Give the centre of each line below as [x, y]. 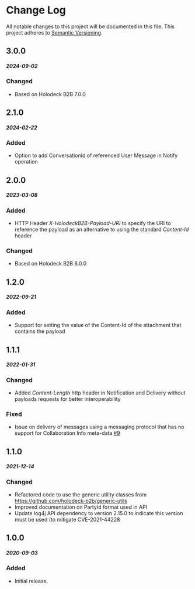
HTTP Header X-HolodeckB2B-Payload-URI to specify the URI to [93, 223]
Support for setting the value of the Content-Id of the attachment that [98, 325]
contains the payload [40, 331]
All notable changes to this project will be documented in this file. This [90, 26]
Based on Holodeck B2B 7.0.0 [50, 94]
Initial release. [31, 581]
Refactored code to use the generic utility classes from [81, 494]
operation [26, 162]
